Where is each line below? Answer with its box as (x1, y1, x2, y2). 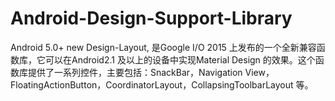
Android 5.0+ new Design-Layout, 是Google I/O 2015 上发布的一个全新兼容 (10, 41, 317, 53)
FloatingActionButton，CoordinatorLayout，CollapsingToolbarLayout (10, 78, 294, 91)
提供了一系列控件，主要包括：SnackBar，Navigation (27, 66, 243, 78)
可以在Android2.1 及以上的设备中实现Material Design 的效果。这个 (44, 53, 316, 66)
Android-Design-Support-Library (10, 7, 293, 30)
